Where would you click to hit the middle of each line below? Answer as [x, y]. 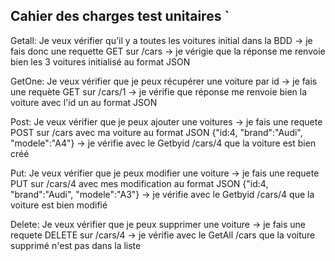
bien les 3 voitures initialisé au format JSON [100, 61]
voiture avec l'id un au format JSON [84, 102]
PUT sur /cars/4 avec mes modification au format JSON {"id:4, [139, 183]
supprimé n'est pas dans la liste [76, 245]
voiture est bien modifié [59, 205]
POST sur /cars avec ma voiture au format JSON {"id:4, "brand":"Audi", [156, 132]
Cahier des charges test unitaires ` [120, 16]
